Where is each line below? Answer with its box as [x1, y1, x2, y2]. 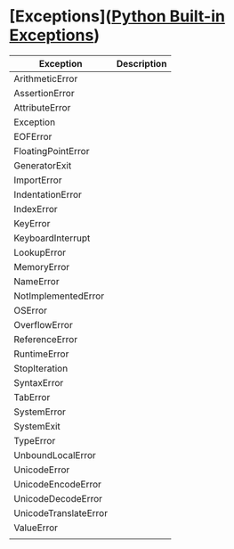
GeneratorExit [13, 159, 72, 171]
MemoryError [13, 260, 69, 273]
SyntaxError [13, 376, 64, 389]
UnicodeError [13, 463, 70, 476]
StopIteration [13, 362, 69, 374]
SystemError [13, 406, 67, 418]
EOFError [13, 130, 52, 143]
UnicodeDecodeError [13, 492, 103, 504]
